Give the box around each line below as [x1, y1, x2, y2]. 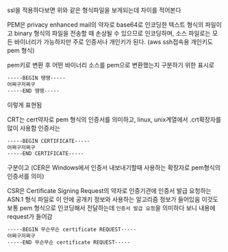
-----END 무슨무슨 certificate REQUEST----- [7, 239, 131, 246]
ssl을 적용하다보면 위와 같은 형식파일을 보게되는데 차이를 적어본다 [7, 6, 181, 14]
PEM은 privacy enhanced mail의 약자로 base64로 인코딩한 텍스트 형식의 [7, 21, 204, 29]
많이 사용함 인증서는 [7, 124, 60, 132]
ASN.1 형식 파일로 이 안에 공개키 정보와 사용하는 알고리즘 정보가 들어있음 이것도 [7, 195, 219, 204]
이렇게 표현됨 [7, 100, 42, 108]
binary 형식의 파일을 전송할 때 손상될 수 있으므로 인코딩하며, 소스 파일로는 [14, 30, 211, 37]
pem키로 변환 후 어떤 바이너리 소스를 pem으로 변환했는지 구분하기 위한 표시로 [7, 61, 214, 69]
